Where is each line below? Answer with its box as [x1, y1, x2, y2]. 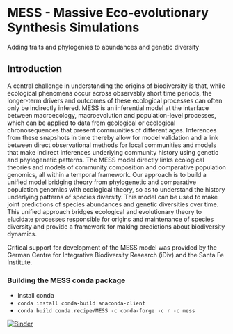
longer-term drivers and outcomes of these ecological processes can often [7, 96, 223, 105]
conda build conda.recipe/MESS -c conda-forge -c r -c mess [17, 308, 195, 314]
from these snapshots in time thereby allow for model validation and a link [7, 133, 219, 142]
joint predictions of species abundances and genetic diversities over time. [7, 200, 219, 208]
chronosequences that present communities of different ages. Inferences [7, 126, 217, 134]
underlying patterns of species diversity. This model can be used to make [7, 192, 218, 201]
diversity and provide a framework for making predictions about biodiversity [7, 222, 225, 231]
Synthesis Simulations [7, 20, 140, 36]
